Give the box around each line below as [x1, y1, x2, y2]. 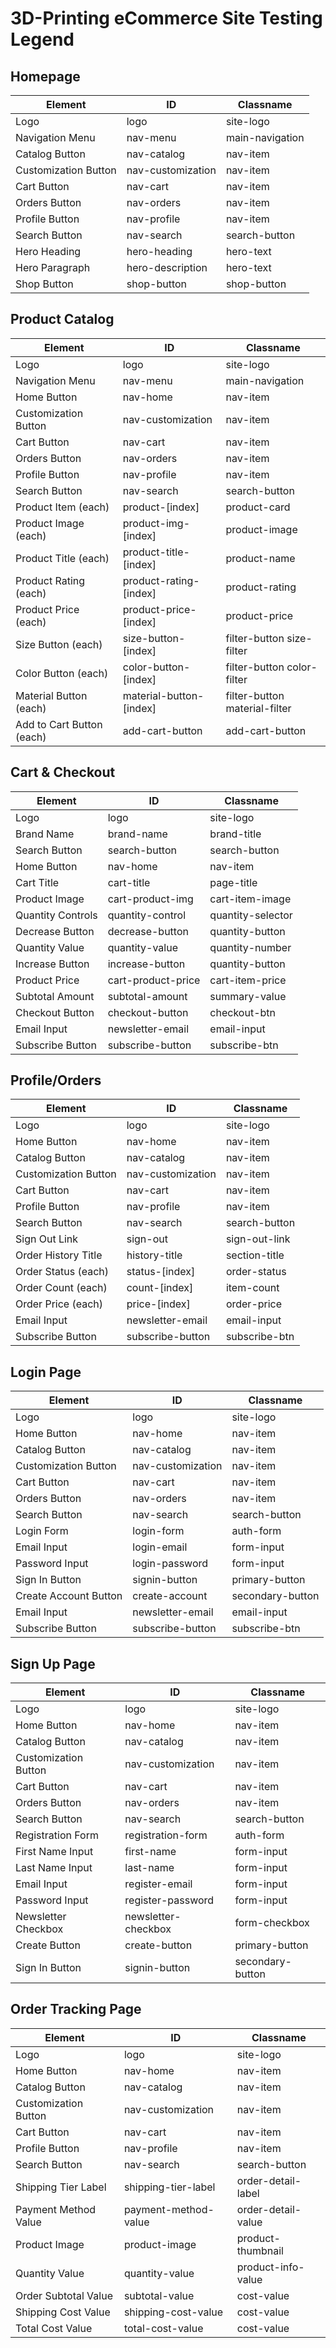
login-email [132, 1540, 188, 1554]
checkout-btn [209, 1005, 276, 1019]
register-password [124, 1893, 215, 1907]
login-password [132, 1557, 209, 1571]
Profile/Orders [10, 1072, 102, 1089]
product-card [225, 500, 291, 514]
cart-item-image [209, 892, 292, 906]
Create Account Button [15, 1589, 123, 1603]
